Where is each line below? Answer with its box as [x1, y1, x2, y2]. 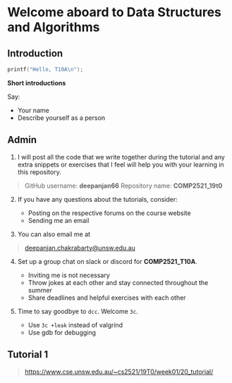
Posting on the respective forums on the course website [28, 209, 192, 217]
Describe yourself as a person [17, 114, 106, 122]
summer [28, 286, 53, 294]
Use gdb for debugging [28, 328, 97, 336]
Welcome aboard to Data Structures [7, 4, 222, 20]
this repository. [17, 167, 61, 176]
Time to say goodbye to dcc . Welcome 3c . [17, 307, 139, 315]
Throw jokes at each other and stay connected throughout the [28, 278, 209, 286]
